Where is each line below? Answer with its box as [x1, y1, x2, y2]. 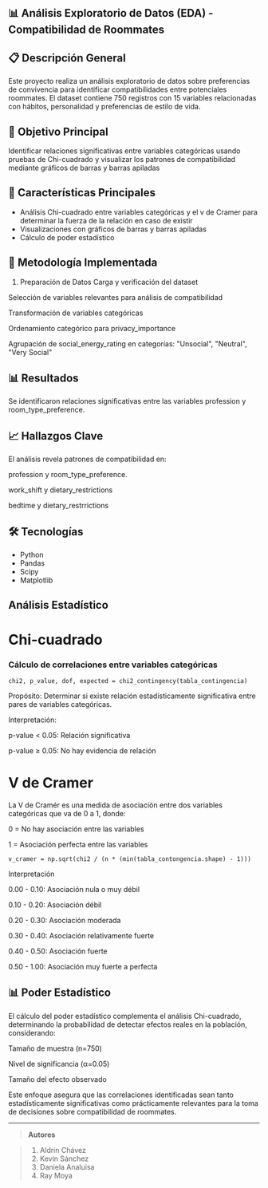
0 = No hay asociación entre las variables [8, 824, 145, 834]
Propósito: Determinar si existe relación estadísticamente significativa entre [8, 691, 257, 701]
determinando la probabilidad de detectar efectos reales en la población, [8, 1020, 247, 1029]
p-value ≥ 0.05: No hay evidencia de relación [8, 745, 157, 756]
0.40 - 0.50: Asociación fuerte [8, 946, 108, 956]
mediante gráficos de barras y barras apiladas [8, 163, 160, 173]
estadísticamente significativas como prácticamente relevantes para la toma [8, 1098, 259, 1107]
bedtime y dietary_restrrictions [8, 501, 109, 511]
